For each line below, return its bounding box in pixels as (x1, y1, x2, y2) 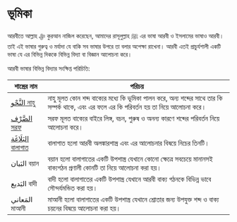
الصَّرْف (11, 113, 33, 123)
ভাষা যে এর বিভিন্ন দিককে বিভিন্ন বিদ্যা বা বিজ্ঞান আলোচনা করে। (7, 50, 133, 58)
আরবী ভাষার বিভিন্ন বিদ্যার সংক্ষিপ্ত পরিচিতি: (7, 64, 90, 73)
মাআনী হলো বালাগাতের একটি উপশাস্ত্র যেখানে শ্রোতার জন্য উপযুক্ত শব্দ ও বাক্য (47, 195, 219, 204)
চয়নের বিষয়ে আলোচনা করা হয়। (47, 203, 121, 213)
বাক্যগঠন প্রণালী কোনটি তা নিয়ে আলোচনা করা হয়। (47, 163, 162, 173)
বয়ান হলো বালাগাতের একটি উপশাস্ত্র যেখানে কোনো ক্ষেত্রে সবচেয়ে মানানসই (47, 154, 213, 164)
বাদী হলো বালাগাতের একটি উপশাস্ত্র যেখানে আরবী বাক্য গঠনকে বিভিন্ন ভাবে (47, 174, 212, 184)
